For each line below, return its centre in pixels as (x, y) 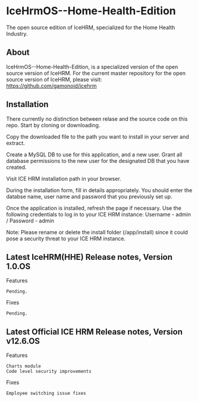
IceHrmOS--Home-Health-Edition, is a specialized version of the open (92, 67)
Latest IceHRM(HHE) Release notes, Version (89, 257)
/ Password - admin (30, 221)
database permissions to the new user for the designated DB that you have (98, 161)
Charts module (24, 366)
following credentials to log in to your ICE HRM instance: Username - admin (99, 214)
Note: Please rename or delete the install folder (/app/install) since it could (97, 232)
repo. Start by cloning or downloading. (53, 125)
